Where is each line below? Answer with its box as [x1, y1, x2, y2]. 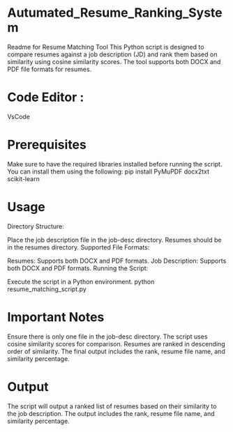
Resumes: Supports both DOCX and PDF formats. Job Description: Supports [7, 256, 227, 265]
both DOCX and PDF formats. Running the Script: [7, 263, 149, 272]
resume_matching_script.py [7, 284, 87, 293]
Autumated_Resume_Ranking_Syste [7, 5, 223, 21]
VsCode [7, 112, 30, 121]
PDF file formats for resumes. [7, 65, 92, 73]
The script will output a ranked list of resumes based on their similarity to [7, 402, 217, 410]
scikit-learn [7, 174, 40, 183]
